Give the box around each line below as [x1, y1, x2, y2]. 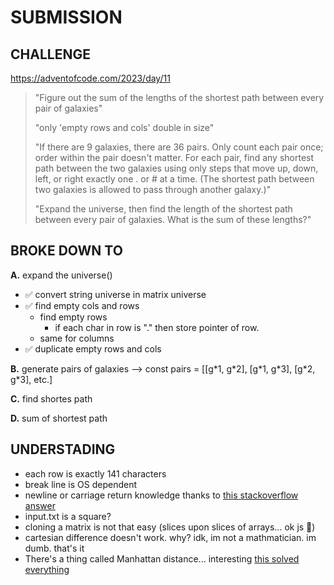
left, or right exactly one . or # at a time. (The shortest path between [34, 173, 315, 185]
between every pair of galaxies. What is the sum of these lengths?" [34, 214, 312, 225]
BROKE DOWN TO [10, 242, 123, 260]
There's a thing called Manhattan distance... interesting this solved [24, 552, 300, 565]
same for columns [39, 332, 115, 344]
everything [24, 563, 70, 575]
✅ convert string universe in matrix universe [24, 288, 207, 300]
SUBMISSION [10, 6, 123, 29]
